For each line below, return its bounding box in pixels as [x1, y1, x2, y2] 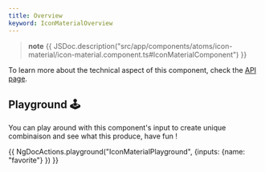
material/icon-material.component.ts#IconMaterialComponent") [27, 50, 239, 59]
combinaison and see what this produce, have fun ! [8, 131, 178, 141]
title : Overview [8, 11, 63, 20]
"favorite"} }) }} [8, 155, 59, 165]
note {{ [27, 41, 52, 50]
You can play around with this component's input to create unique [8, 123, 226, 133]
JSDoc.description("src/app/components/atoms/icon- [53, 41, 233, 50]
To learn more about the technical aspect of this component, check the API [8, 65, 257, 74]
